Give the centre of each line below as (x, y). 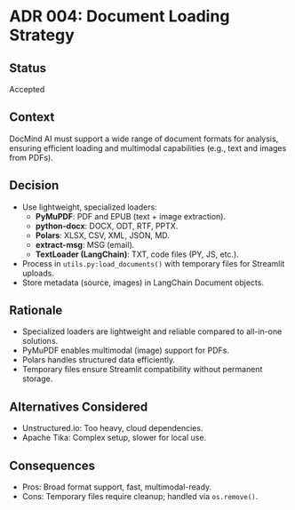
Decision (34, 185)
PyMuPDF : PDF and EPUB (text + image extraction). (131, 216)
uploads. (38, 273)
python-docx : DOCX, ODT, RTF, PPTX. (107, 226)
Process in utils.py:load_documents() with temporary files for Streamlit (153, 263)
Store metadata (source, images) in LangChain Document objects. (143, 283)
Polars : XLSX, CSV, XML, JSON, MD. (103, 235)
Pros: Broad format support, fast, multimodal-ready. (117, 487)
